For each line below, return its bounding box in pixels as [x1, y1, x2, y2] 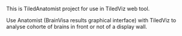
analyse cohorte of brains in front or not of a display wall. [6, 23, 148, 30]
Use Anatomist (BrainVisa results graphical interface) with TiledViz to [6, 17, 177, 23]
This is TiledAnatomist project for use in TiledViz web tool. [6, 5, 150, 12]
